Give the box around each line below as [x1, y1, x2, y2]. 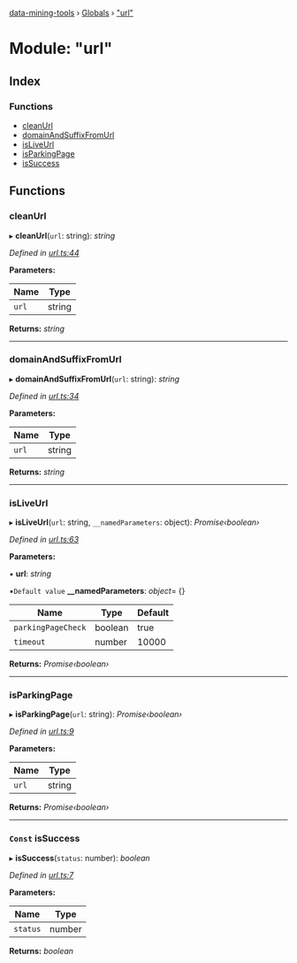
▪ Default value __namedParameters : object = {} [9, 586, 186, 597]
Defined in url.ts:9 [9, 726, 74, 737]
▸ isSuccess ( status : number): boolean [9, 852, 150, 863]
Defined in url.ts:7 [9, 869, 74, 880]
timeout [13, 637, 46, 647]
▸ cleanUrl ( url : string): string [9, 230, 116, 241]
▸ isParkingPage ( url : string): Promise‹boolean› [9, 709, 183, 720]
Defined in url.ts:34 [9, 390, 80, 401]
